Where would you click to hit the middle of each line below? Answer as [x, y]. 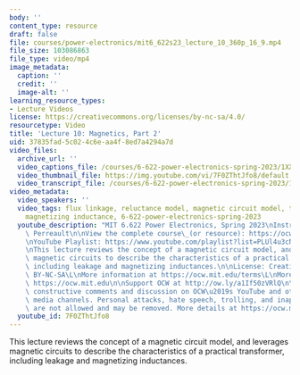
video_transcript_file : [61, 184]
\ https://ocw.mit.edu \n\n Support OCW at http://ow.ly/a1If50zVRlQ [153, 283]
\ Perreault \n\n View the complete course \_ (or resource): [135, 233]
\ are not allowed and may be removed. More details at [132, 308]
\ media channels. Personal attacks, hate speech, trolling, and [150, 300]
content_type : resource [54, 26]
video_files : [33, 150]
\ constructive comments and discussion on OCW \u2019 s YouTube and [153, 291]
